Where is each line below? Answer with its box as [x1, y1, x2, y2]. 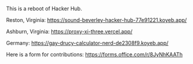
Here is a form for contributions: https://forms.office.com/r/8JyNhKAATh [6, 51, 183, 58]
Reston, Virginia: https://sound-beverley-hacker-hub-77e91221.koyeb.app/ [6, 17, 187, 23]
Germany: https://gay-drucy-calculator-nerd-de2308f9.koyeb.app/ [6, 40, 169, 46]
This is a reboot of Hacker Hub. [6, 5, 83, 12]
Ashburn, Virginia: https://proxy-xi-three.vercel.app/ [6, 28, 133, 35]
